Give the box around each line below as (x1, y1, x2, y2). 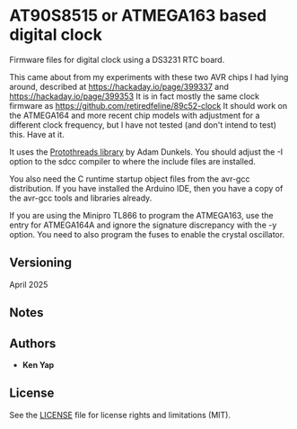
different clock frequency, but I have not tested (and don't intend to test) (9, 119, 276, 130)
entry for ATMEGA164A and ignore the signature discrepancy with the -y (9, 219, 277, 230)
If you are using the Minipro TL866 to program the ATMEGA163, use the (9, 210, 274, 220)
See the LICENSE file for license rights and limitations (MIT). (9, 409, 231, 420)
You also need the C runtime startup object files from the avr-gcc (9, 173, 250, 184)
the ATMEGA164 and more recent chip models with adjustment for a (9, 110, 260, 121)
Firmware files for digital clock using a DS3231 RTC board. (9, 54, 225, 65)
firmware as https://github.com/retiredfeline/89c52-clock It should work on (9, 100, 288, 111)
